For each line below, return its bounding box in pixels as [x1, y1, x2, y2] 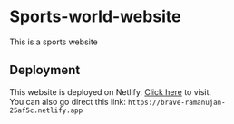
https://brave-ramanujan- [128, 98, 226, 107]
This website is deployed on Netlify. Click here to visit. [9, 86, 211, 97]
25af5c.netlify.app [9, 106, 83, 115]
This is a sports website [9, 36, 98, 47]
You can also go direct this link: [9, 96, 127, 107]
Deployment [9, 62, 81, 78]
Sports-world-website [9, 6, 181, 27]
